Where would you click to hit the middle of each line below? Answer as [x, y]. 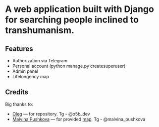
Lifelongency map [31, 76]
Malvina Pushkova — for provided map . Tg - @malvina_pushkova [79, 119]
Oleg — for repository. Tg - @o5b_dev [51, 114]
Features [19, 49]
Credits [17, 92]
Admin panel [25, 71]
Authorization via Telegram [40, 61]
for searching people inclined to [72, 20]
